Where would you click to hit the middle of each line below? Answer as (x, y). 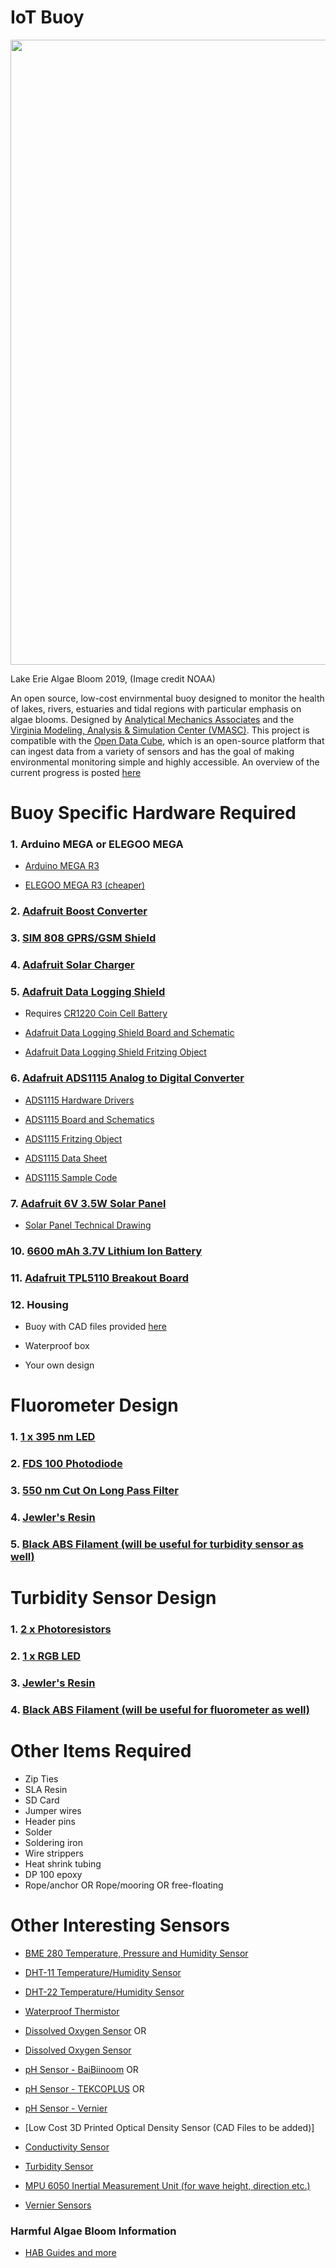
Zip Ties (41, 1778)
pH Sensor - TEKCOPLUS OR (84, 2088)
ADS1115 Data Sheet (66, 1158)
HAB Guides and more (70, 2253)
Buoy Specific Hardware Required (153, 813)
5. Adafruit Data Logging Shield (88, 992)
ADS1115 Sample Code (71, 1177)
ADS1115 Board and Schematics (89, 1119)
